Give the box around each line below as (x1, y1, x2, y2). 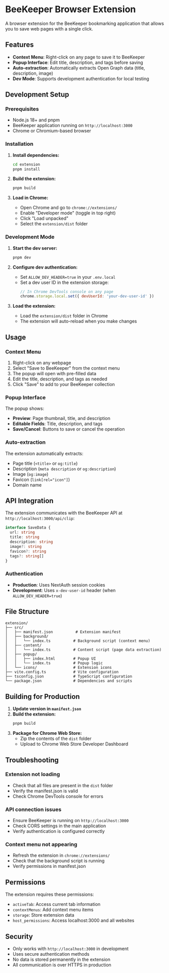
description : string (10, 539, 53, 544)
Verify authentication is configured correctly (12, 828, 105, 834)
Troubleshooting (5, 756, 59, 764)
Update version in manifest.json (12, 706, 81, 712)
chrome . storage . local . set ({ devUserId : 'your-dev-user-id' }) (20, 294, 154, 299)
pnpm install (12, 167, 40, 172)
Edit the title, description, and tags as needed (12, 376, 107, 382)
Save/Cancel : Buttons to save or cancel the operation (12, 426, 125, 432)
